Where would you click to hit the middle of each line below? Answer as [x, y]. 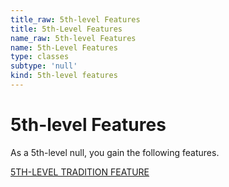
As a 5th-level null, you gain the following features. [115, 152]
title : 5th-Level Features [66, 29]
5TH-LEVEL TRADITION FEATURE [80, 172]
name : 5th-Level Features [64, 47]
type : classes [40, 57]
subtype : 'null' [44, 66]
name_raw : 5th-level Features [73, 38]
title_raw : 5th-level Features [75, 19]
